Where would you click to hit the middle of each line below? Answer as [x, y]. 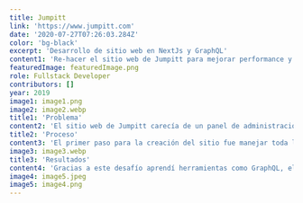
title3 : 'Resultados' [50, 159]
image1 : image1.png [46, 101]
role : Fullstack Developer [60, 76]
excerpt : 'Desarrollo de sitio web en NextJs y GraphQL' [119, 51]
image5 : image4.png [46, 185]
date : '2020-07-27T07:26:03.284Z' [74, 34]
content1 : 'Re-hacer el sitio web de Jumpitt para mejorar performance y [151, 59]
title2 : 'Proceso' [44, 135]
